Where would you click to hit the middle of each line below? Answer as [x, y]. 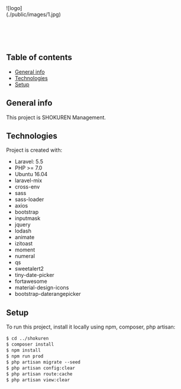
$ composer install [30, 345]
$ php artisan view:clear [38, 380]
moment [25, 250]
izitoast [24, 244]
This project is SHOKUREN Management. [56, 117]
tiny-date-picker [34, 275]
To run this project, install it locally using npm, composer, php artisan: [91, 327]
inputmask [28, 218]
